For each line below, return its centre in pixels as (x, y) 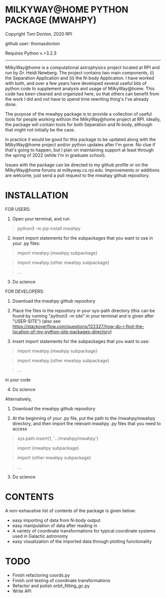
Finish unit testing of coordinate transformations (61, 580)
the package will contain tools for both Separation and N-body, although (79, 124)
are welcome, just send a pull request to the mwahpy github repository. (77, 175)
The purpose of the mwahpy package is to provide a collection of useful (79, 114)
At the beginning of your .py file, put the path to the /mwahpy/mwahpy (84, 418)
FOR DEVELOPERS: (25, 291)
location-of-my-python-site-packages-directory (61, 332)
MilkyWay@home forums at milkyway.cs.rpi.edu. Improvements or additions (82, 170)
